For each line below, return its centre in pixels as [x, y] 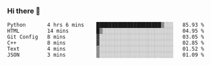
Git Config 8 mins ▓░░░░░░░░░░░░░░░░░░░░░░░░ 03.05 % [106, 37]
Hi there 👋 [24, 11]
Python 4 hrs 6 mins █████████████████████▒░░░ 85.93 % [106, 25]
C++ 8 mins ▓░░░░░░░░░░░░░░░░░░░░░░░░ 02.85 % [106, 43]
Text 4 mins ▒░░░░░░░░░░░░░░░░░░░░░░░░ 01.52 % [106, 49]
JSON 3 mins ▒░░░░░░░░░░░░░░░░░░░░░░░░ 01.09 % [106, 55]
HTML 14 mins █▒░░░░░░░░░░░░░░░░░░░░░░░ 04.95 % [106, 31]
